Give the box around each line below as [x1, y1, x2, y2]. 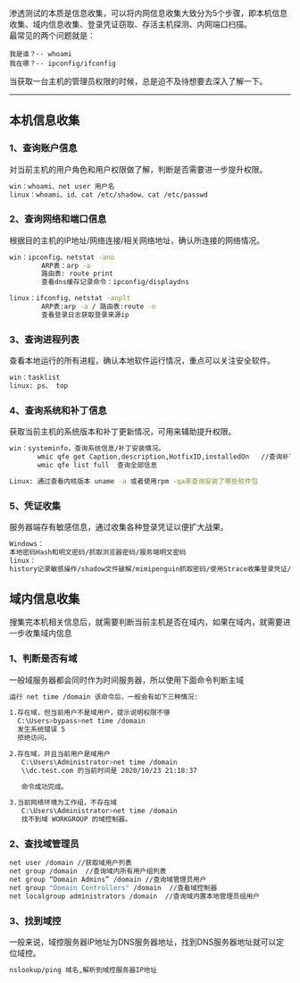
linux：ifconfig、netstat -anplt [9, 294, 131, 303]
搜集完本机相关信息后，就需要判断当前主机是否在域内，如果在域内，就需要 [9, 617, 283, 627]
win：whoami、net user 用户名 [9, 181, 115, 190]
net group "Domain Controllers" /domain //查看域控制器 [9, 884, 218, 893]
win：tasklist [9, 374, 61, 382]
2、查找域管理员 [9, 838, 79, 851]
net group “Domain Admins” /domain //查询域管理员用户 [9, 875, 207, 885]
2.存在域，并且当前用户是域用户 [9, 749, 111, 758]
